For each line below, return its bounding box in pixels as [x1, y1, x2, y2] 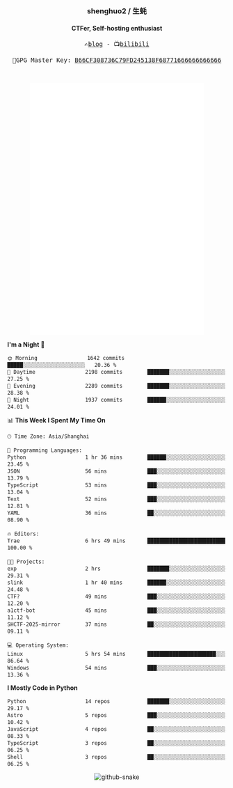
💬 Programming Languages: [7, 447, 82, 454]
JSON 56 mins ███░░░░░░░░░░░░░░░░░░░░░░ [7, 468, 226, 475]
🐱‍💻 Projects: [7, 558, 45, 565]
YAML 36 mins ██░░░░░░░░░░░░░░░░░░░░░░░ [7, 510, 226, 517]
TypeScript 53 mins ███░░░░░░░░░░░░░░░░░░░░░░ [7, 482, 226, 489]
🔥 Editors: [7, 530, 40, 537]
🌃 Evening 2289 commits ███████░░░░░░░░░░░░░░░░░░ [7, 383, 226, 390]
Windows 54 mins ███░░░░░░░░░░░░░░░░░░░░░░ [7, 665, 226, 672]
